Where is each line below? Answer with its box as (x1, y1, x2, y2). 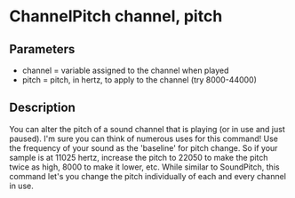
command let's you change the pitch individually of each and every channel (9, 170, 287, 181)
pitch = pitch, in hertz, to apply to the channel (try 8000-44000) (21, 75, 258, 85)
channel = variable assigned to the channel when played (21, 65, 229, 75)
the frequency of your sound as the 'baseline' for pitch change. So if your (9, 142, 278, 153)
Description (9, 100, 76, 115)
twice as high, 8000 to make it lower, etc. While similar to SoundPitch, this (9, 162, 280, 172)
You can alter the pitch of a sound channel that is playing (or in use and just (9, 123, 286, 134)
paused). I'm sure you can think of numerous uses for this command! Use (9, 133, 278, 144)
